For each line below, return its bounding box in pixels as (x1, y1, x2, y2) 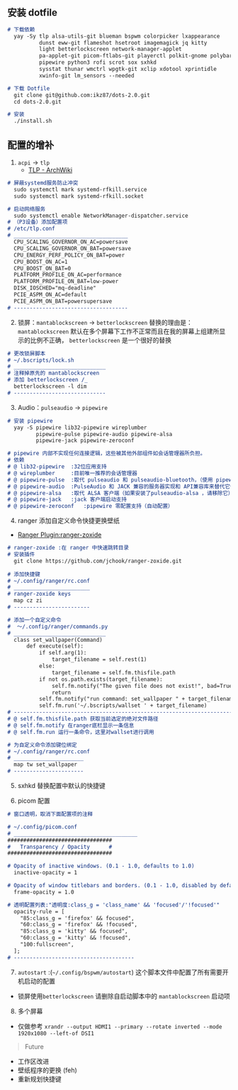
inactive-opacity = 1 (13, 869, 78, 877)
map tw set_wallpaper (13, 761, 78, 768)
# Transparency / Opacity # (7, 843, 113, 850)
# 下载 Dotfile (7, 84, 50, 92)
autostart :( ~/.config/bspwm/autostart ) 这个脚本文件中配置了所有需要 (17, 967, 223, 977)
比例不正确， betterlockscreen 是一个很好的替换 (30, 335, 172, 344)
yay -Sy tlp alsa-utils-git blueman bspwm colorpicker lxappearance (13, 33, 220, 40)
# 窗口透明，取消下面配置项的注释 (7, 811, 93, 818)
